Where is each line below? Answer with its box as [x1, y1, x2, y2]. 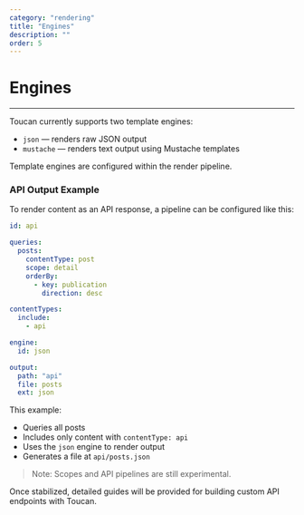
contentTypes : [9, 305, 63, 314]
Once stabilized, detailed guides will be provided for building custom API [9, 486, 280, 497]
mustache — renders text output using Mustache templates [22, 143, 240, 154]
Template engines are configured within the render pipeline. [9, 160, 233, 172]
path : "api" [17, 371, 63, 381]
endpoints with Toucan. [9, 496, 97, 507]
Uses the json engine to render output [22, 442, 166, 452]
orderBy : [25, 271, 59, 281]
